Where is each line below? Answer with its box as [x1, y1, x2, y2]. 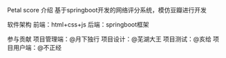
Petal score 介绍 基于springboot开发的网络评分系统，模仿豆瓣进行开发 [7, 6, 207, 14]
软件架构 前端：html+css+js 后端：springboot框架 [7, 20, 150, 29]
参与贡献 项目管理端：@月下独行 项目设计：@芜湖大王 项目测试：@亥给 [7, 35, 212, 43]
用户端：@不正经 [12, 44, 62, 51]
